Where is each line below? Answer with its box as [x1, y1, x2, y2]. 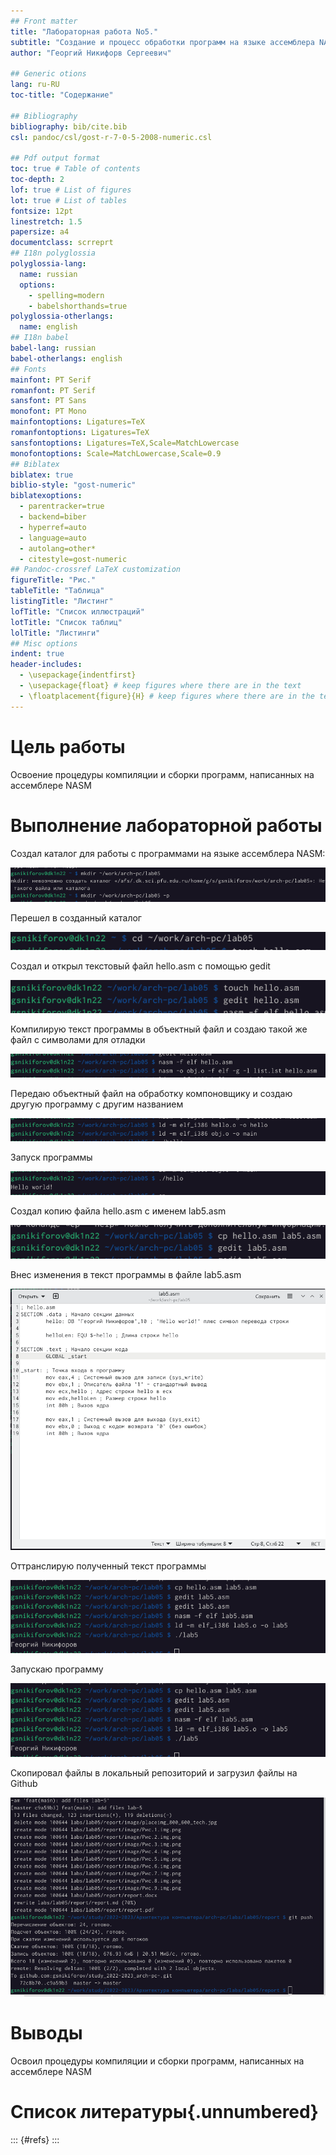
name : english [19, 322, 78, 332]
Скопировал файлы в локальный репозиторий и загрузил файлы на [10, 1766, 298, 1779]
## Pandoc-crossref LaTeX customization [10, 565, 182, 575]
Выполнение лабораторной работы [10, 814, 323, 837]
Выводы [10, 2021, 83, 2044]
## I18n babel [10, 333, 70, 343]
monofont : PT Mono [10, 406, 87, 417]
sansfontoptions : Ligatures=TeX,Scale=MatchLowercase [10, 438, 240, 448]
